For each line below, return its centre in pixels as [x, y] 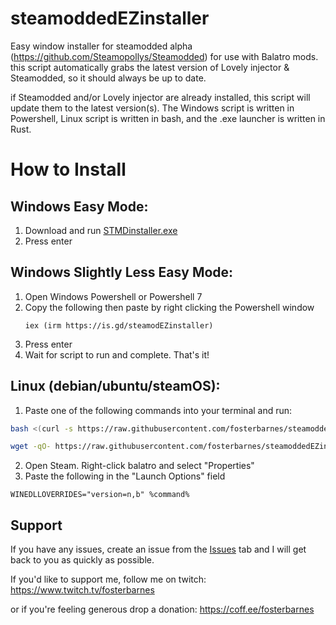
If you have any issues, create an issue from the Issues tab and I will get [158, 549]
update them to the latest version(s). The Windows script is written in [152, 108]
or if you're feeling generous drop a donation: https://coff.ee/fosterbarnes [162, 609]
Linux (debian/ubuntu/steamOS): [115, 386]
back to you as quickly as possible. [82, 560]
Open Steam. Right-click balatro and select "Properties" [139, 466]
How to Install [68, 169]
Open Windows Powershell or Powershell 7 [113, 296]
